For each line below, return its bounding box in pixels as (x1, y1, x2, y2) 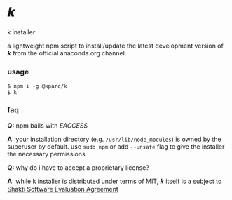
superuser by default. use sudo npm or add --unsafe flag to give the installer (7, 142, 225, 151)
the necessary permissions (7, 149, 86, 158)
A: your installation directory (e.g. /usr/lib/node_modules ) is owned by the (7, 135, 222, 143)
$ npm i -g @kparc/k (7, 83, 68, 90)
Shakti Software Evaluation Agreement (7, 185, 119, 193)
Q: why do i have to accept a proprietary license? (7, 163, 149, 172)
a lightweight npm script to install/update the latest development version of (7, 41, 224, 50)
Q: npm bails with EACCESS (7, 121, 88, 130)
